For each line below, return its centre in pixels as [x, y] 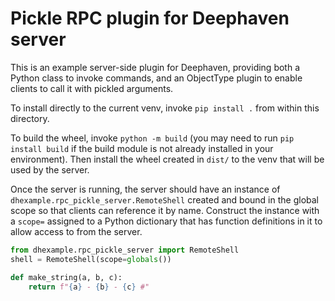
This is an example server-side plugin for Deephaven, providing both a [155, 67]
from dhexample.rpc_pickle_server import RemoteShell [125, 250]
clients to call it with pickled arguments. [92, 88]
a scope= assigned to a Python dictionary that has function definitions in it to [166, 221]
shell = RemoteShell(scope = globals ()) [91, 259]
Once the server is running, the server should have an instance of [145, 189]
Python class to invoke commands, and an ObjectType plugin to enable [156, 78]
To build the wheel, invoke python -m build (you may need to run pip [152, 138]
